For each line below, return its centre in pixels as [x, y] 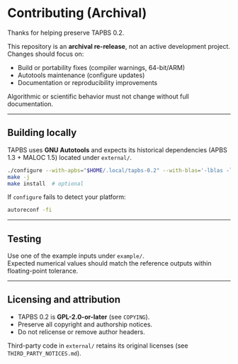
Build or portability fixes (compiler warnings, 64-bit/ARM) [101, 67]
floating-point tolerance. [43, 271]
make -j [19, 177]
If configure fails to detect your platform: [67, 197]
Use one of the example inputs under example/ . [76, 256]
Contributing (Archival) [77, 13]
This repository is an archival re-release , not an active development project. [119, 46]
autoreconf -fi [30, 210]
